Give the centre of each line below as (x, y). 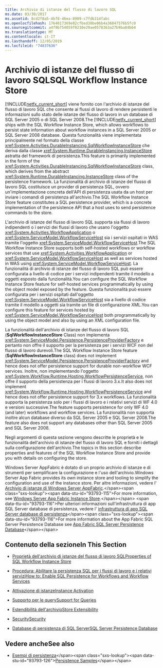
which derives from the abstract (37, 171)
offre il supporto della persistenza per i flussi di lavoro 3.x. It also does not (79, 381)
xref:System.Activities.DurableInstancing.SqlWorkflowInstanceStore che (77, 145)
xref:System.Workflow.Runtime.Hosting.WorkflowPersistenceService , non (79, 376)
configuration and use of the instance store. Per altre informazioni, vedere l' (81, 483)
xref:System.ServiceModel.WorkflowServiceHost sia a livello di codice (75, 299)
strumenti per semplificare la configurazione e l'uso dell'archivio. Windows (79, 472)
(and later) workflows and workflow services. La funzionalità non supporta (80, 412)
